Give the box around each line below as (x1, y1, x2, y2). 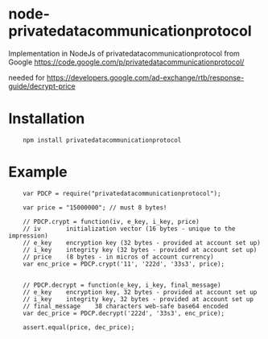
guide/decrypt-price (8, 81, 76, 91)
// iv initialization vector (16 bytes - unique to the (23, 225, 236, 233)
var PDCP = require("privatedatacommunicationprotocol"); (23, 189, 221, 197)
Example (8, 163, 68, 181)
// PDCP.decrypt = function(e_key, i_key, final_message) (23, 281, 221, 289)
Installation (8, 110, 85, 128)
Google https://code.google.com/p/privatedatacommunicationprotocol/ (8, 57, 245, 67)
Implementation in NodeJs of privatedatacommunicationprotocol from (8, 48, 240, 58)
